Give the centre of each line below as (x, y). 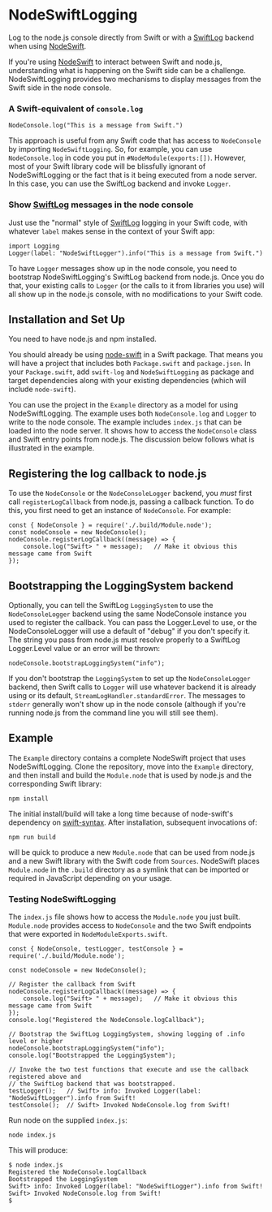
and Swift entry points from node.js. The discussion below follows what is (132, 439)
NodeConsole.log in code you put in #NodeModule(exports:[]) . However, (127, 158)
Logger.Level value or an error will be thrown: (84, 648)
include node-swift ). (42, 389)
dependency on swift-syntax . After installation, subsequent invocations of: (133, 822)
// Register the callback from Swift (72, 985)
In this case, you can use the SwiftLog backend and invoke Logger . (120, 183)
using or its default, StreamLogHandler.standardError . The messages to (127, 695)
